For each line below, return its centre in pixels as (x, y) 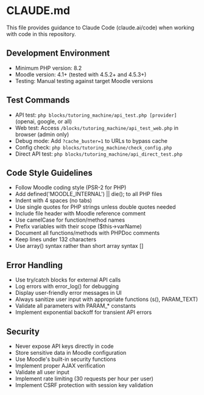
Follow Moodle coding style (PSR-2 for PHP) (71, 187)
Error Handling (34, 265)
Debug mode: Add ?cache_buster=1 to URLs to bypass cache (91, 140)
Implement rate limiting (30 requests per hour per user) (84, 379)
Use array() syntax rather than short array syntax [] (79, 246)
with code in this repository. (41, 34)
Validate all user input (42, 372)
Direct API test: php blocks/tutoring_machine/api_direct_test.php (99, 154)
